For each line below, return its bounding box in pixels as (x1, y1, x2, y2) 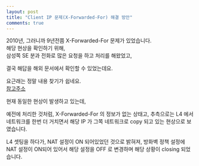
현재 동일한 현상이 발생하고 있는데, (6, 98, 86, 105)
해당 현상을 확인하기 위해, (6, 44, 66, 52)
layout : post (6, 8, 39, 15)
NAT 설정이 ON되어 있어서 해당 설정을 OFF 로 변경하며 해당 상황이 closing (6, 146, 180, 153)
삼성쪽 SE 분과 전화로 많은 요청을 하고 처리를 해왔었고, (6, 52, 133, 59)
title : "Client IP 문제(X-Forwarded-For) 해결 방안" (6, 14, 133, 20)
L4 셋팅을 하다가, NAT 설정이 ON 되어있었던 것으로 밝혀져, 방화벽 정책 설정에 (6, 138, 185, 146)
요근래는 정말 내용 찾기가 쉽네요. (6, 77, 82, 84)
